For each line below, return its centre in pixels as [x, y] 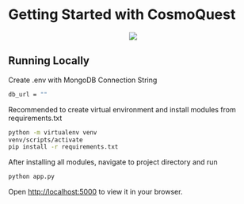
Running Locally [49, 61]
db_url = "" [28, 94]
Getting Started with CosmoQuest [122, 15]
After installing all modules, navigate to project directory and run [113, 162]
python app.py [32, 177]
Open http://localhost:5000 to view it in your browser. [95, 192]
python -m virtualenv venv [53, 132]
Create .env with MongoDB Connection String [83, 80]
